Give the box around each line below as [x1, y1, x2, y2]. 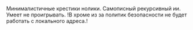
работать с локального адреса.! [6, 18, 88, 24]
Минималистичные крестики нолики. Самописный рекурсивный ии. [6, 5, 181, 12]
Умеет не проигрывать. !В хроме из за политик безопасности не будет [6, 11, 187, 18]
